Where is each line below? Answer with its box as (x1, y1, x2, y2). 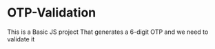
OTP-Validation (7, 5, 96, 21)
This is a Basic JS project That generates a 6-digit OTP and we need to (7, 28, 209, 36)
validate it (7, 35, 35, 43)
